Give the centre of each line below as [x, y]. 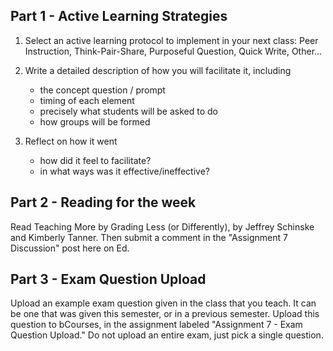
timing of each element [87, 100]
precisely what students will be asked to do [128, 111]
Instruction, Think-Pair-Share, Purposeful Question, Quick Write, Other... [173, 51]
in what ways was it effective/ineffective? [124, 171]
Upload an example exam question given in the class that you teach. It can [163, 303]
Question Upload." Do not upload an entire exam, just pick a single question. [167, 335]
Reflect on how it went [71, 141]
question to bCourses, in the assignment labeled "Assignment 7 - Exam [156, 325]
